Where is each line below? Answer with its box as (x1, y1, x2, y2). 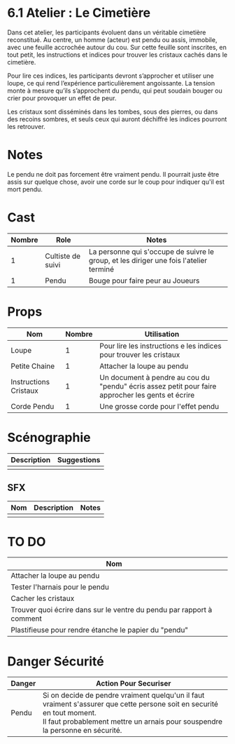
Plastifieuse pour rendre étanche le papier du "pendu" (10, 625, 189, 635)
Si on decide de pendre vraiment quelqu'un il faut (42, 691, 205, 701)
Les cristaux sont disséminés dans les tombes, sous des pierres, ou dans (7, 107, 218, 116)
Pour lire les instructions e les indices (99, 341, 222, 351)
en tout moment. (42, 708, 97, 718)
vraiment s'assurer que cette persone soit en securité (42, 699, 219, 709)
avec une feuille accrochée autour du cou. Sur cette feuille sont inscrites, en (7, 43, 227, 51)
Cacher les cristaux (10, 594, 75, 604)
